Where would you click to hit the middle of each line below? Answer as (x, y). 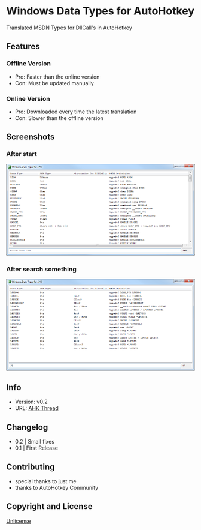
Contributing (31, 467)
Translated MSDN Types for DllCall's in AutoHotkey (69, 28)
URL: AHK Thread (36, 408)
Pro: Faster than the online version (57, 77)
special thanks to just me (45, 481)
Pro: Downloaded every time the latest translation (76, 112)
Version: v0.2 (31, 402)
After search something (41, 269)
